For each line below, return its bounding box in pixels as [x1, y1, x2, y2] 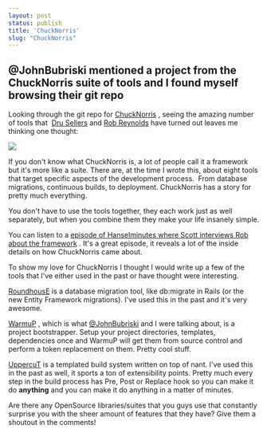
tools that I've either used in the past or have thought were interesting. [8, 271, 239, 281]
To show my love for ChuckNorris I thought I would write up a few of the [8, 262, 245, 272]
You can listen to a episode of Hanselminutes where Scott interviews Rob [8, 230, 249, 240]
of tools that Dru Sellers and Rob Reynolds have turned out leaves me [8, 118, 238, 128]
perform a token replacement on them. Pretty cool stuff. [8, 344, 191, 354]
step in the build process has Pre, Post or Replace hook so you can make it [8, 376, 253, 387]
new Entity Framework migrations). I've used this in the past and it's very [8, 295, 248, 305]
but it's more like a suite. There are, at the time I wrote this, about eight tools [8, 165, 258, 175]
